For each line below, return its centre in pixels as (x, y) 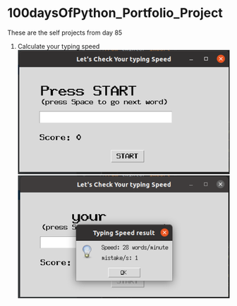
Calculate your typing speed (59, 46)
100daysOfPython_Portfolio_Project (115, 13)
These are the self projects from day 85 (65, 33)
